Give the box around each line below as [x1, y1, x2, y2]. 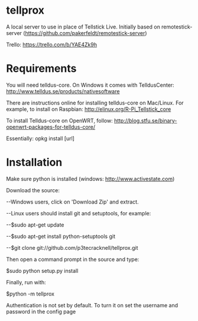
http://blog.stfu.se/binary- [114, 117, 177, 124]
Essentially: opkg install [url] [6, 135, 75, 142]
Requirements [6, 62, 77, 75]
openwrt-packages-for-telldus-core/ [6, 123, 96, 131]
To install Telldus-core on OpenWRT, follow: [6, 117, 113, 124]
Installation [6, 155, 63, 169]
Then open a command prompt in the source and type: [6, 256, 139, 263]
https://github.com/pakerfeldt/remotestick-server [25, 29, 145, 36]
